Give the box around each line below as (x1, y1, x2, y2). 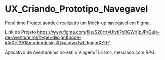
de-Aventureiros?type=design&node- (5, 34, 81, 40)
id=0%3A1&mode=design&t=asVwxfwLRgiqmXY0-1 (5, 39, 111, 45)
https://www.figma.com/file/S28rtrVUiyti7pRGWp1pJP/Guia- (37, 29, 160, 35)
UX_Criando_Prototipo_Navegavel (5, 3, 148, 15)
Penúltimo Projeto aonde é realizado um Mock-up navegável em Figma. (5, 20, 151, 26)
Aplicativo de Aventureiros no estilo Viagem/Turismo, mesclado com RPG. (5, 49, 156, 55)
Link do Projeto (5, 29, 36, 35)
